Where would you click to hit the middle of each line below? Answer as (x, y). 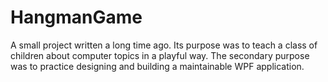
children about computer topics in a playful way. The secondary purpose (160, 55)
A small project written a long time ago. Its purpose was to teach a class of (164, 45)
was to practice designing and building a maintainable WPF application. (157, 66)
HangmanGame (76, 17)
